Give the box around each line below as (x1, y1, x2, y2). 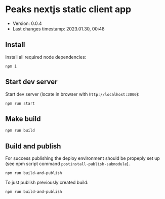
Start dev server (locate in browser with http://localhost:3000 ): (5, 91, 140, 97)
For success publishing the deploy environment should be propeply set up (5, 155, 160, 161)
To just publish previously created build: (5, 179, 89, 186)
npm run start (5, 101, 35, 106)
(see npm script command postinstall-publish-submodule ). (5, 161, 130, 167)
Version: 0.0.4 (12, 20, 42, 26)
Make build (5, 114, 41, 123)
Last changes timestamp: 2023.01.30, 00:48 (12, 25, 105, 31)
